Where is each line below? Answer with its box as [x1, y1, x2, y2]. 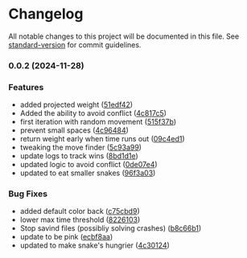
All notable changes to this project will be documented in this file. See [8, 31, 240, 41]
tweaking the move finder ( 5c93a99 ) [19, 142, 142, 153]
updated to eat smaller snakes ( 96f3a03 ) [19, 168, 156, 178]
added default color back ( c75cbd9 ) [19, 207, 140, 216]
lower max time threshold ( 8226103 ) [19, 215, 141, 225]
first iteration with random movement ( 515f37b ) [19, 117, 177, 127]
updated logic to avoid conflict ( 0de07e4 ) [19, 160, 158, 170]
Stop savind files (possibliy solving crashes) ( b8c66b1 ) [19, 223, 202, 233]
